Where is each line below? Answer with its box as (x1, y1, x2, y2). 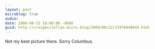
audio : (5, 16, 19, 21)
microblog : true (5, 12, 38, 16)
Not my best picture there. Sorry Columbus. (5, 38, 94, 44)
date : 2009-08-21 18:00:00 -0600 (5, 20, 74, 26)
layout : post (5, 7, 32, 12)
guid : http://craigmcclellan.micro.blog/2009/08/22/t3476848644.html (5, 25, 151, 30)
